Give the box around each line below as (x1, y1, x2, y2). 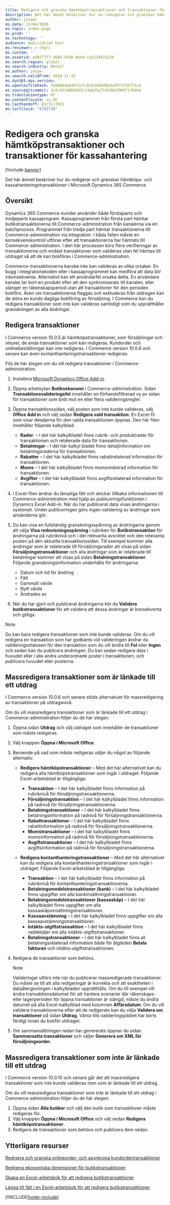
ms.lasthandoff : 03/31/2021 (5, 102, 65, 107)
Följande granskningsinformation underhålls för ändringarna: (12, 559, 139, 566)
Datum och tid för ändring (20, 569, 74, 575)
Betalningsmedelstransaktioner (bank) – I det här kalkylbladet (27, 886, 159, 892)
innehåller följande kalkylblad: (12, 422, 75, 428)
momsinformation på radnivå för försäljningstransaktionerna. (27, 834, 154, 840)
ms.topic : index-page (5, 26, 51, 31)
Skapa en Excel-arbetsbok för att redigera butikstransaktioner (5, 1175, 134, 1180)
